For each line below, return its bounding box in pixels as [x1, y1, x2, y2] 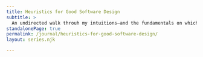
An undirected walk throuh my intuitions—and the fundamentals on [11, 20, 182, 26]
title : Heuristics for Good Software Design [6, 8, 120, 15]
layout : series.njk [6, 37, 56, 43]
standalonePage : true [6, 25, 61, 32]
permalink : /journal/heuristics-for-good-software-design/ [6, 31, 158, 37]
